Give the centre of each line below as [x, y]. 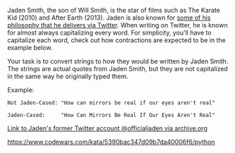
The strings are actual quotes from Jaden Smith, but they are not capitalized [118, 69]
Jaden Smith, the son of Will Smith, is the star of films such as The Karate [114, 10]
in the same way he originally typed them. [68, 76]
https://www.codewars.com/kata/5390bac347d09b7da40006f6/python [111, 142]
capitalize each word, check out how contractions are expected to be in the [117, 40]
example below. [30, 48]
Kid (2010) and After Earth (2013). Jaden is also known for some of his [109, 18]
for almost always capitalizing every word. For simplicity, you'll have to [109, 32]
